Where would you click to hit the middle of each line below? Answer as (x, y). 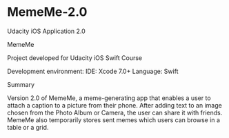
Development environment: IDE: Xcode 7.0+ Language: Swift (93, 71)
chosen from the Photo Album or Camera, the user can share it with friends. (115, 112)
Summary (21, 84)
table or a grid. (28, 127)
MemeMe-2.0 (47, 12)
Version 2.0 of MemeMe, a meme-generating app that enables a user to (109, 98)
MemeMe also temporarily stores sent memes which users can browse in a (114, 120)
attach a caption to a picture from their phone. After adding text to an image (114, 105)
